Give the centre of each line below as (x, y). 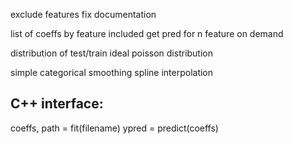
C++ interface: (57, 104)
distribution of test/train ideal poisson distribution (112, 53)
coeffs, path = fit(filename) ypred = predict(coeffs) (114, 128)
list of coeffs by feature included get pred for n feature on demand (147, 33)
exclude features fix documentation (83, 14)
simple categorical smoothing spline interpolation (112, 72)
